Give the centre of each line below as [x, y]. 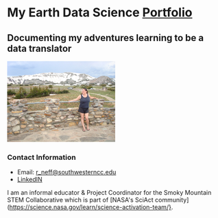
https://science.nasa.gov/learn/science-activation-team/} [90, 207]
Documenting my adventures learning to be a [106, 38]
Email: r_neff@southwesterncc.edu [66, 172]
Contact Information [42, 157]
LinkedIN [29, 180]
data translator [39, 48]
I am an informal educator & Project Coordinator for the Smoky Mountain [109, 193]
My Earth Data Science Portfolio [100, 13]
